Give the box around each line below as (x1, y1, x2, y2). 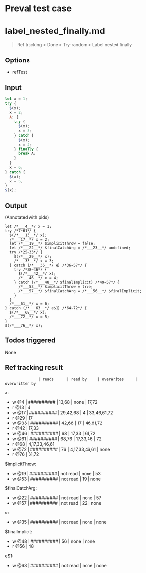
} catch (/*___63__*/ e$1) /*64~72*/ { (5, 305, 87, 310)
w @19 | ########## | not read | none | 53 (12, 470, 101, 476)
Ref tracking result (5, 363, 63, 372)
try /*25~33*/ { (9, 249, 43, 255)
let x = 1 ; (5, 96, 28, 101)
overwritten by (5, 381, 36, 386)
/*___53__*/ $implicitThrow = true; (18, 284, 93, 289)
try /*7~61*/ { (5, 228, 36, 233)
